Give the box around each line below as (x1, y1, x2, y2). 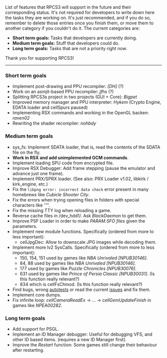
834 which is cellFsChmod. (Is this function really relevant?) (19, 281, 143, 287)
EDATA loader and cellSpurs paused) (12, 104, 88, 111)
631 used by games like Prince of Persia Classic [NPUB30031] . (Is (19, 271, 155, 277)
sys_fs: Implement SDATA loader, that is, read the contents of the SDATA (12, 144, 161, 150)
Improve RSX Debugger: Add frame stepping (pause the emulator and (12, 165, 156, 171)
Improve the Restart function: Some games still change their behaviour (12, 342, 158, 348)
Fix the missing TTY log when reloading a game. (12, 207, 112, 213)
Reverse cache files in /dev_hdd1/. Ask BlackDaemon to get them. (12, 213, 147, 218)
